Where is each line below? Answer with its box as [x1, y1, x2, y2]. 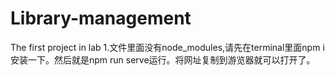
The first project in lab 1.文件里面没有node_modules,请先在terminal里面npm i [10, 41, 325, 53]
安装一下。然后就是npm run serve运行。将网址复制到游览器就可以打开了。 [10, 53, 316, 66]
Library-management [10, 7, 192, 30]
